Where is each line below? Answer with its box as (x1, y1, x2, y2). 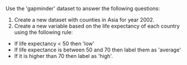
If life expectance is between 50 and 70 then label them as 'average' (14, 46, 182, 53)
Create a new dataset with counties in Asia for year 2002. (14, 16, 155, 23)
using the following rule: (14, 29, 73, 36)
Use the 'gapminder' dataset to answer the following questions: (5, 5, 160, 12)
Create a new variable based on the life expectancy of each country (14, 23, 180, 29)
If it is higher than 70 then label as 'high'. (14, 53, 114, 59)
